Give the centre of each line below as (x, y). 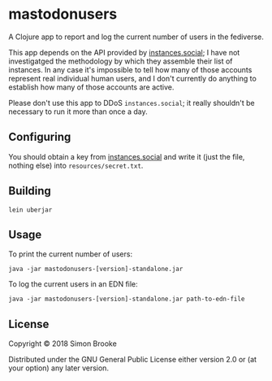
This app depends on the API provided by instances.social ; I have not (124, 52)
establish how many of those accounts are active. (91, 87)
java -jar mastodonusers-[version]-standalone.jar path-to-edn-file (127, 299)
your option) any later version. (59, 368)
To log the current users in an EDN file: (73, 284)
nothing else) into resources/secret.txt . (76, 165)
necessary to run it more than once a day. (78, 112)
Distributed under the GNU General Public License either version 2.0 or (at (133, 360)
